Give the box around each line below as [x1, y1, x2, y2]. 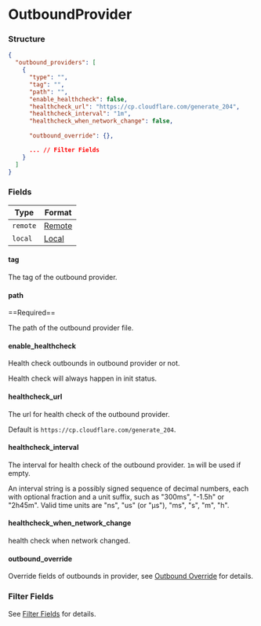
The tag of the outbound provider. [8, 272, 118, 282]
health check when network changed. [8, 536, 131, 545]
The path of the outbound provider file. [8, 323, 134, 333]
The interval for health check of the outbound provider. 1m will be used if [8, 460, 241, 469]
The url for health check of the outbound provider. [8, 409, 170, 418]
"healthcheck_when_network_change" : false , [28, 117, 174, 125]
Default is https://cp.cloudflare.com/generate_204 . [8, 425, 176, 434]
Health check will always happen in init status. [8, 374, 158, 383]
